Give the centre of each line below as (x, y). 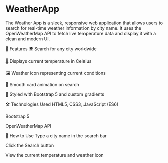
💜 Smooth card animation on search (42, 84)
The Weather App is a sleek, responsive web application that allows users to (84, 23)
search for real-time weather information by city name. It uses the (73, 28)
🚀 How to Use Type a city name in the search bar (56, 135)
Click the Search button (30, 145)
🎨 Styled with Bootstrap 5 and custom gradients (55, 94)
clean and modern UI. (28, 39)
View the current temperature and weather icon (55, 155)
